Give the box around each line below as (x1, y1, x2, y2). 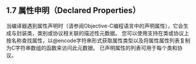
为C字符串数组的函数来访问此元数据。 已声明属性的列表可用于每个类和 (6, 44, 178, 51)
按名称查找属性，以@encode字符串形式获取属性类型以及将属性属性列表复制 (6, 37, 191, 44)
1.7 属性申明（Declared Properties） (6, 5, 141, 16)
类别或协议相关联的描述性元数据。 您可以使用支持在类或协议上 (37, 29, 189, 36)
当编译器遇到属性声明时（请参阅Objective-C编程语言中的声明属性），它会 (6, 22, 184, 29)
